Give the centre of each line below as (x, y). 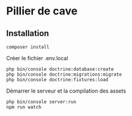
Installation (28, 33)
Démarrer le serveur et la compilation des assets (66, 91)
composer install (28, 47)
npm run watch (24, 107)
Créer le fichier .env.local (37, 58)
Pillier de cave (42, 11)
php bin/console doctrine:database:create (60, 69)
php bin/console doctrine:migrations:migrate (64, 75)
